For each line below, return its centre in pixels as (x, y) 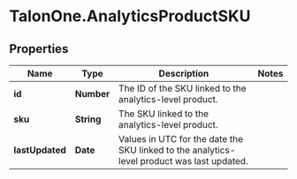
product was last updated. (194, 161)
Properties (39, 49)
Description (184, 74)
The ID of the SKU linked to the (182, 88)
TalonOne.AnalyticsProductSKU (130, 16)
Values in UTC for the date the (181, 139)
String (88, 119)
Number (92, 94)
